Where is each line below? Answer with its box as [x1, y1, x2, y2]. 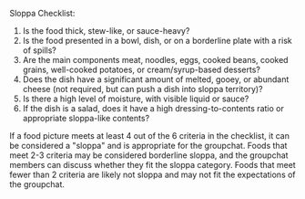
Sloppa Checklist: [9, 8, 76, 18]
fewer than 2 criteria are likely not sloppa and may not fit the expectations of [9, 169, 296, 180]
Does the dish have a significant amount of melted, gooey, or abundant [22, 74, 290, 85]
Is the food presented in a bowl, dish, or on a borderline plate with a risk [22, 36, 293, 46]
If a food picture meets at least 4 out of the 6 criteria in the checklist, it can [9, 131, 290, 141]
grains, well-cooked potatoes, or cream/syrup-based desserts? [22, 64, 261, 75]
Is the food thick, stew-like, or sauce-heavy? [22, 26, 190, 36]
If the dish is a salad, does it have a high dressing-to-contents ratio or [22, 103, 284, 113]
